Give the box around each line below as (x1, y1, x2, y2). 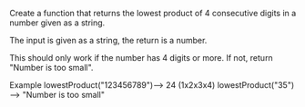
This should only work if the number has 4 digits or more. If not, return (9, 53, 273, 63)
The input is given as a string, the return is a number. (9, 35, 208, 45)
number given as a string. (9, 17, 106, 28)
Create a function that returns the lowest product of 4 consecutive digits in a (9, 8, 297, 18)
